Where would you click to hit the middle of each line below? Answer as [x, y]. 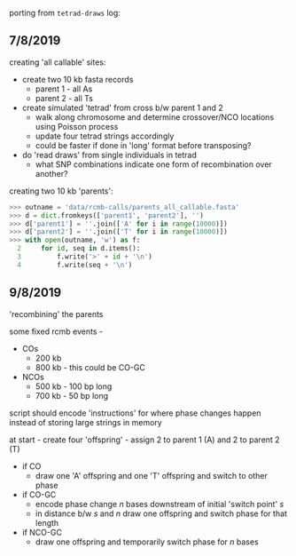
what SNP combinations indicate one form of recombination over [153, 164]
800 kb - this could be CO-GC [90, 367]
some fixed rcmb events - [56, 331]
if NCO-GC [42, 532]
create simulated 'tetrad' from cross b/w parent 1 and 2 [122, 107]
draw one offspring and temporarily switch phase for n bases [147, 542]
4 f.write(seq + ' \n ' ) [75, 265]
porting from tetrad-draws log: [65, 13]
